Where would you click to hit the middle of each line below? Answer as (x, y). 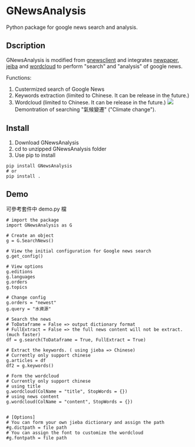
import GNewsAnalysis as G (39, 225)
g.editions (19, 272)
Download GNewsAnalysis (47, 142)
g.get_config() (25, 257)
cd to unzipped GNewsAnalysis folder (61, 149)
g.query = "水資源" (29, 309)
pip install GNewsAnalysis (39, 166)
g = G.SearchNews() (30, 241)
